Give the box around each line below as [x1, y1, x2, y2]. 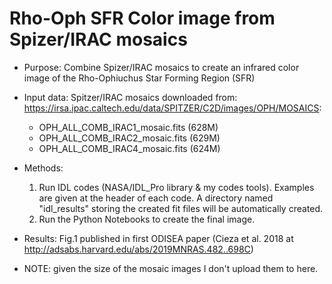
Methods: [23, 162, 64, 174]
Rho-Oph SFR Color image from [9, 7, 276, 30]
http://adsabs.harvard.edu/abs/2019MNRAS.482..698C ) [23, 243, 254, 255]
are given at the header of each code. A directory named [38, 192, 274, 204]
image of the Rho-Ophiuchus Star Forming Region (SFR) [23, 72, 256, 84]
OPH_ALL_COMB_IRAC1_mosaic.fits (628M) [38, 121, 219, 133]
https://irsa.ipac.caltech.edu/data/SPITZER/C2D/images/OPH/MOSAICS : [23, 102, 322, 114]
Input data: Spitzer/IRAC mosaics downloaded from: [23, 91, 238, 103]
